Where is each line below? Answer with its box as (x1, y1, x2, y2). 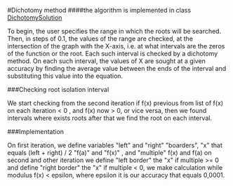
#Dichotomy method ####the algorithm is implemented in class (7, 6, 192, 14)
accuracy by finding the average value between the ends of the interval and (7, 65, 227, 72)
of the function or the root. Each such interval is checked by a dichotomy (7, 49, 218, 58)
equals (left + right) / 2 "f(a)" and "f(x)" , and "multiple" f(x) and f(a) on (7, 149, 212, 157)
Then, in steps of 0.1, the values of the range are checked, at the (7, 34, 193, 43)
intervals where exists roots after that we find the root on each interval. (7, 114, 213, 122)
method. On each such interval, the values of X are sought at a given (7, 57, 206, 65)
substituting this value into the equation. (7, 72, 124, 80)
